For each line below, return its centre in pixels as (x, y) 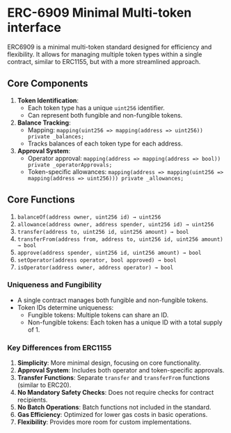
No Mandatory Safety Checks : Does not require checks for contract (115, 393)
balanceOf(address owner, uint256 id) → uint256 (89, 217)
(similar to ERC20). (44, 385)
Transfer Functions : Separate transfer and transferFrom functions (113, 378)
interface (34, 27)
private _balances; (56, 136)
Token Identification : (48, 100)
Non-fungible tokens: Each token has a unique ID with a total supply (125, 322)
